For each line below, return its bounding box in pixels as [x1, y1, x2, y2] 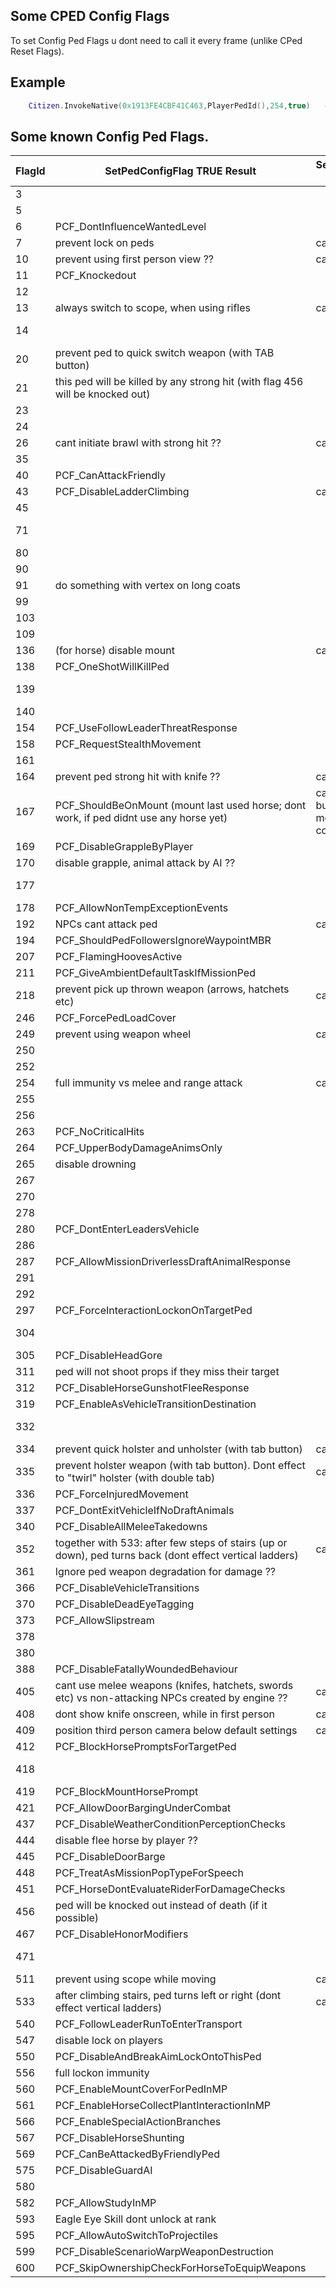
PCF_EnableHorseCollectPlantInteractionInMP [54, 2099, 272, 2113]
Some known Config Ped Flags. [10, 128, 210, 145]
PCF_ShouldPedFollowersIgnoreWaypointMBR [54, 934, 272, 948]
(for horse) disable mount [54, 644, 175, 658]
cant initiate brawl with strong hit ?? [54, 436, 222, 450]
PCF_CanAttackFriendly [54, 469, 167, 483]
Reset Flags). [10, 45, 65, 57]
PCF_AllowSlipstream [54, 1614, 155, 1628]
